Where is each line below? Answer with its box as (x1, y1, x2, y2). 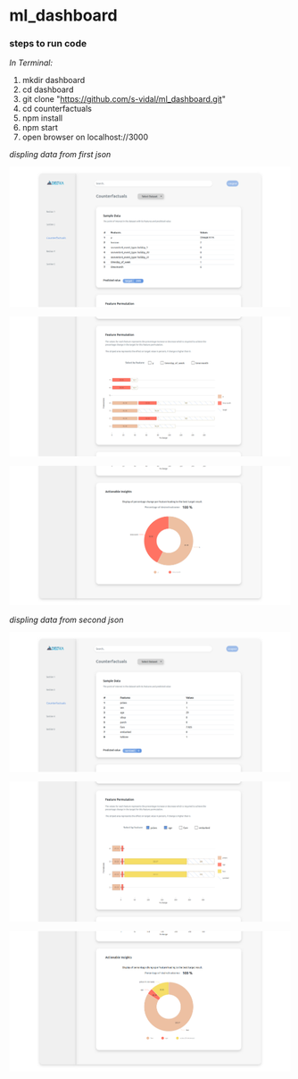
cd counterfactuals (21, 104, 92, 114)
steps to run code (9, 38, 87, 50)
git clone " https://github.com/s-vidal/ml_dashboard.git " (21, 94, 226, 105)
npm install (21, 113, 63, 123)
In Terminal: (9, 57, 54, 68)
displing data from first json (9, 149, 112, 160)
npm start (21, 122, 58, 133)
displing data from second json (9, 614, 124, 626)
